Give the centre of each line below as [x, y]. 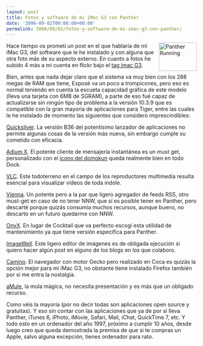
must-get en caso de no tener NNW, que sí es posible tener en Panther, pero [101, 201]
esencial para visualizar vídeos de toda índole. [64, 183]
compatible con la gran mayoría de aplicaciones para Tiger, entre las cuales [100, 109]
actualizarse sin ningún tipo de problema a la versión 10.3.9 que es [89, 103]
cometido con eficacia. [35, 140]
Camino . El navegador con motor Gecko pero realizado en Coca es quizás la [101, 262]
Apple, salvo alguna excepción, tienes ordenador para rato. [80, 337]
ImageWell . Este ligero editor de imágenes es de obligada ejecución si [93, 244]
